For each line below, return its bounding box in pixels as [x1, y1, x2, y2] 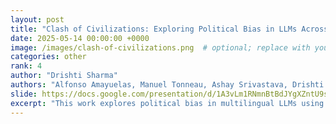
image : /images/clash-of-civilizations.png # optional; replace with [10, 42, 311, 53]
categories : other [10, 52, 87, 62]
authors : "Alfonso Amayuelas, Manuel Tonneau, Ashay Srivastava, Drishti [10, 80, 325, 90]
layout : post [10, 14, 65, 25]
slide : [10, 89, 38, 99]
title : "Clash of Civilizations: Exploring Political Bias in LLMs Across [10, 24, 329, 34]
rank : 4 [10, 61, 43, 71]
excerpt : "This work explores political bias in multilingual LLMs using [10, 98, 325, 108]
